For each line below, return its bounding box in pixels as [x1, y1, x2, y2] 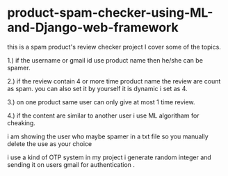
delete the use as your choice [7, 139, 92, 147]
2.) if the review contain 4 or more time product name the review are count [7, 77, 221, 85]
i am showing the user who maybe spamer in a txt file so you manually [7, 132, 209, 141]
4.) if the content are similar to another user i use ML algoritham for [7, 111, 199, 120]
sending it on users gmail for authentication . [7, 160, 136, 168]
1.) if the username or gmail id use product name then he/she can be [7, 56, 204, 64]
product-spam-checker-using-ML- [7, 5, 213, 21]
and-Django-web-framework [7, 19, 179, 35]
